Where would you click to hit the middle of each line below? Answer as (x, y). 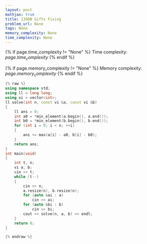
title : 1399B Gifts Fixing (33, 19)
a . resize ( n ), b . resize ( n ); (51, 190)
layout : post (19, 10)
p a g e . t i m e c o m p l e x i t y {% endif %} (40, 58)
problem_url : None (24, 24)
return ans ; (26, 144)
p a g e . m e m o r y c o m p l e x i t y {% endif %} (44, 74)
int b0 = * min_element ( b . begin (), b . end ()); (61, 121)
